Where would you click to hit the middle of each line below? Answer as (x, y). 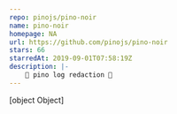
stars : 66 (27, 50)
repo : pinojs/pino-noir (53, 17)
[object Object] (37, 100)
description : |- (39, 67)
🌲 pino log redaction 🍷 (69, 75)
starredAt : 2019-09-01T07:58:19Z (71, 58)
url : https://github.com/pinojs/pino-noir (88, 42)
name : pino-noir (39, 26)
